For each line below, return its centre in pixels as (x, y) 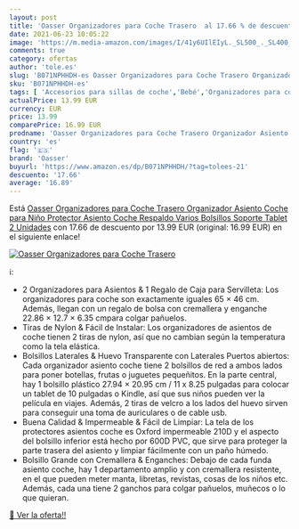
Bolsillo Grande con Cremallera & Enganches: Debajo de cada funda (147, 460)
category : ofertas (43, 59)
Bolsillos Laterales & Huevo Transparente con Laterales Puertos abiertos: (156, 356)
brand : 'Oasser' (39, 158)
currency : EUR (36, 109)
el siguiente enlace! (45, 237)
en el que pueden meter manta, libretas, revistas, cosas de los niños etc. (155, 479)
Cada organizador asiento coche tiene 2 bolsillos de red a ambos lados (152, 365)
